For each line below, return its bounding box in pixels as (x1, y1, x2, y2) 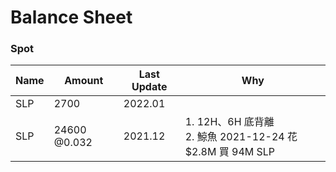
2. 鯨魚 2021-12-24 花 (184, 130, 298, 144)
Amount (64, 74, 104, 88)
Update (131, 80, 168, 94)
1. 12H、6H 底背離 (184, 115, 275, 129)
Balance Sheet (10, 6, 133, 29)
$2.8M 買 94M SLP (184, 145, 276, 159)
